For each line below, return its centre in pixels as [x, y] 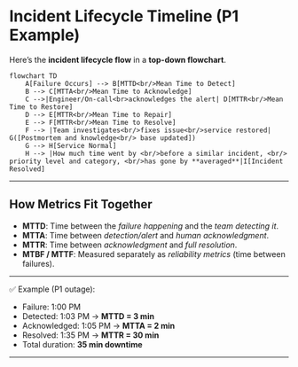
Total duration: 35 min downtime [82, 344]
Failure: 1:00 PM [51, 307]
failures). [38, 263]
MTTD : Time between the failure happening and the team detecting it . [150, 226]
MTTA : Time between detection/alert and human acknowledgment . [145, 235]
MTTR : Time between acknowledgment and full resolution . [129, 245]
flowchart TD [33, 76]
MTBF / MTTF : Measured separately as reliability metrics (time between [153, 254]
